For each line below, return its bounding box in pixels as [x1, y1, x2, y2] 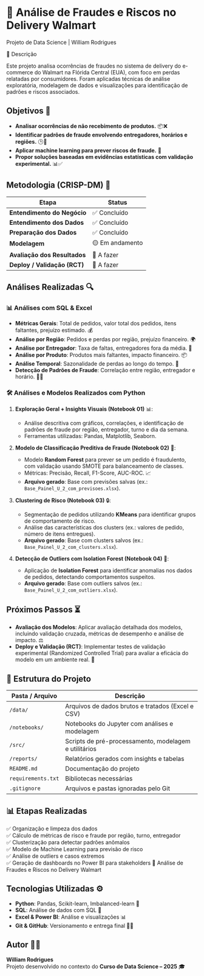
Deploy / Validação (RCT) [9, 260, 84, 269]
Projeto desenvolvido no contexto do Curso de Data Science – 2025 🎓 [6, 963, 185, 970]
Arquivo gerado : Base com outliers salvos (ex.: [24, 579, 143, 587]
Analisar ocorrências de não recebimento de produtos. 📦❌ [15, 122, 168, 130]
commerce [6, 68, 33, 76]
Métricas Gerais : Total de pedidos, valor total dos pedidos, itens [15, 320, 177, 327]
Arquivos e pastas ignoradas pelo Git [64, 784, 171, 793]
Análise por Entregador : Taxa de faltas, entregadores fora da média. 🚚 [15, 344, 192, 352]
